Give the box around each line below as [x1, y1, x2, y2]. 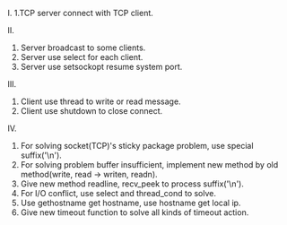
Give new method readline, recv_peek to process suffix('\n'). [20, 178, 245, 189]
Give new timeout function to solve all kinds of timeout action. [20, 207, 249, 218]
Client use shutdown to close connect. [20, 106, 163, 116]
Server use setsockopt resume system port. [20, 62, 183, 72]
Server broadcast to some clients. [20, 42, 146, 53]
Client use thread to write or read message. [20, 96, 181, 107]
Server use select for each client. [20, 52, 143, 62]
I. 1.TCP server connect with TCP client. [7, 8, 153, 18]
